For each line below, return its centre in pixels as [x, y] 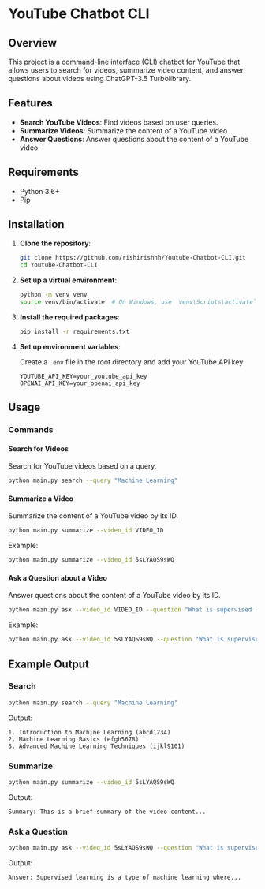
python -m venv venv [53, 295]
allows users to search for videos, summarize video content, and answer [126, 70]
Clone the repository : [55, 243]
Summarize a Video [41, 499]
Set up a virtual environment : [68, 280]
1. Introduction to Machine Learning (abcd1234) [90, 732]
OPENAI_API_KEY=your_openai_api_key [80, 383]
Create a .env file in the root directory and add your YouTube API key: [132, 362]
